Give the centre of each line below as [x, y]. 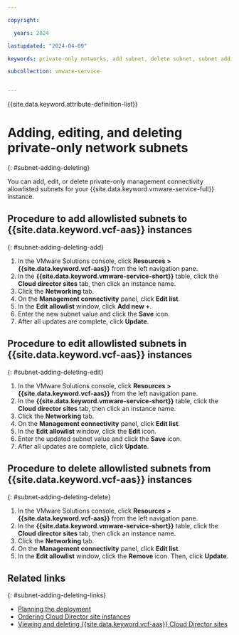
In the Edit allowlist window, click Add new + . [85, 306]
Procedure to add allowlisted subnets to [97, 219]
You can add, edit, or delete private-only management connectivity [106, 181]
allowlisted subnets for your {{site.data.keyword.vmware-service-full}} [111, 189]
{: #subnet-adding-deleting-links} [57, 595]
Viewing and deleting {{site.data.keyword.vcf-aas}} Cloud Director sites [122, 624]
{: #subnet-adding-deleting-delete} [59, 497]
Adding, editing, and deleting [95, 133]
